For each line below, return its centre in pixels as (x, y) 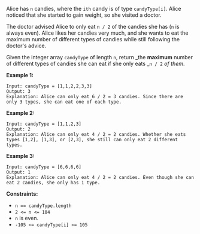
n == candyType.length (43, 206)
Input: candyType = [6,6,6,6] (44, 167)
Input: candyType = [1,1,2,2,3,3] (49, 86)
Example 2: (20, 113)
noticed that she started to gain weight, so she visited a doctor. (84, 15)
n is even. (27, 218)
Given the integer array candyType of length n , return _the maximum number (100, 57)
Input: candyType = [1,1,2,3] (44, 124)
